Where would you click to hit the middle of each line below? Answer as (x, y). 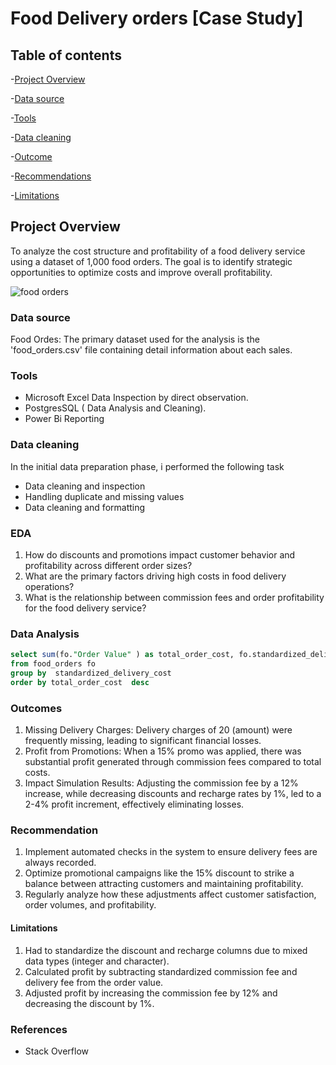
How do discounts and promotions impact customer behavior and (160, 555)
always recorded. (60, 863)
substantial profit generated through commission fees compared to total (173, 762)
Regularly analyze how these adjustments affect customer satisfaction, (170, 894)
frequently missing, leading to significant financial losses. (143, 741)
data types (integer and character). (97, 961)
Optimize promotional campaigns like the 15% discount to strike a (159, 873)
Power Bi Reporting (64, 419)
